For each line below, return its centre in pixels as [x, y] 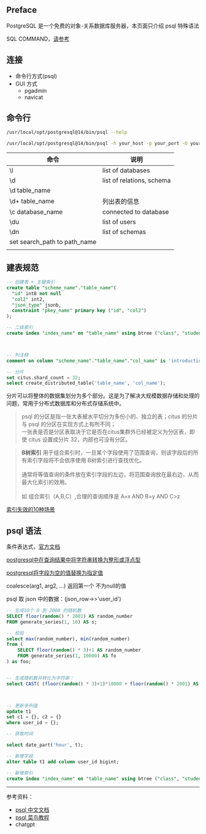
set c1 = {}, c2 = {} [34, 717]
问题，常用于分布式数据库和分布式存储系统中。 [65, 403]
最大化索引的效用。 [46, 482]
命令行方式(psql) [36, 76]
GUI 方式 [26, 84]
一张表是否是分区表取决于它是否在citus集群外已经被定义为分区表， [105, 432]
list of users [119, 222]
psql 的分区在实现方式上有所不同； [72, 424]
